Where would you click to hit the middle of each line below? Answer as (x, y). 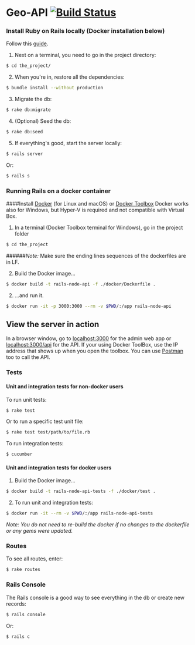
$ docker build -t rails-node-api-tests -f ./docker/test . (81, 491)
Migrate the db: (33, 99)
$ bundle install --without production (55, 88)
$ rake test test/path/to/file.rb (48, 432)
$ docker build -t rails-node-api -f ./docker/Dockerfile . (81, 284)
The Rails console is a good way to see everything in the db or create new (95, 597)
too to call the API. (28, 357)
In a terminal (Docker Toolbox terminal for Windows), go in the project (99, 228)
